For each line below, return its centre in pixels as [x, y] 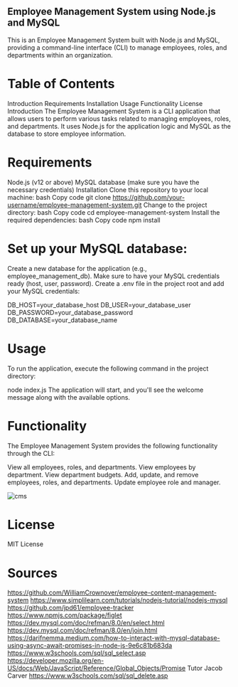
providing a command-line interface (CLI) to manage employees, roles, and [117, 47]
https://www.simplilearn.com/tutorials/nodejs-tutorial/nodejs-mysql [129, 600]
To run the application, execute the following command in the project [108, 368]
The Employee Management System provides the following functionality [113, 446]
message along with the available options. [69, 397]
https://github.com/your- [149, 197]
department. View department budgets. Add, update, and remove [103, 474]
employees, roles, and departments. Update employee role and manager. [114, 482]
